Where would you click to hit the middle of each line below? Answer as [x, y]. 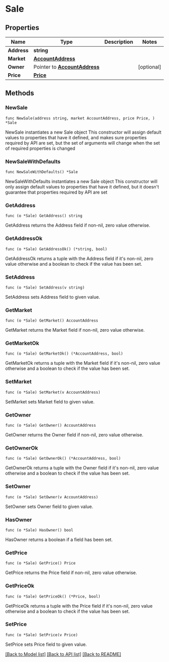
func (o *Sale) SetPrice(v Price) [42, 635]
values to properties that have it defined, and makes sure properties [76, 137]
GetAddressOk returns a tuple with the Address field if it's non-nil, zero [79, 258]
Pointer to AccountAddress [67, 67]
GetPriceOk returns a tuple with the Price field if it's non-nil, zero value [79, 606]
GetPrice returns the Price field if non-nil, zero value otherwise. [71, 573]
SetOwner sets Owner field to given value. [49, 507]
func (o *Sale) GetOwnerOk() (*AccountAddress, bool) [63, 459]
